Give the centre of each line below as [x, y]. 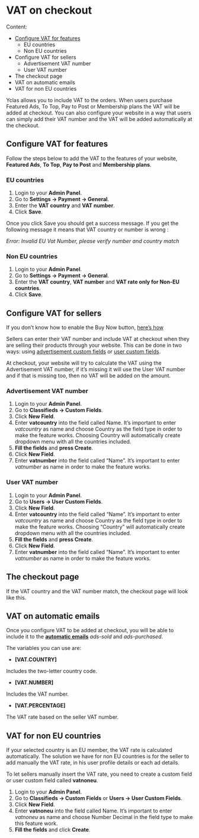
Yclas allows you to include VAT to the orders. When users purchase [89, 100]
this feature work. [36, 823]
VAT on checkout [49, 10]
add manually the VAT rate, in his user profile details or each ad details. [93, 763]
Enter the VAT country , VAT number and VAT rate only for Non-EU [97, 282]
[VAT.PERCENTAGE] [40, 706]
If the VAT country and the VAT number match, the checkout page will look [97, 591]
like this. [16, 597]
